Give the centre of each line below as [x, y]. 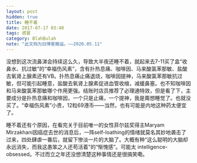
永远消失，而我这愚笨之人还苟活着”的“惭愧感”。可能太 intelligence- [87, 147]
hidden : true [22, 17]
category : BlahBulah [31, 39]
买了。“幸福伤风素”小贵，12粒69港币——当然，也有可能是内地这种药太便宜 [96, 105]
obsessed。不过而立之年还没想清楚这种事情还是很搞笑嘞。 [77, 154]
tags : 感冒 [18, 33]
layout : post [22, 11]
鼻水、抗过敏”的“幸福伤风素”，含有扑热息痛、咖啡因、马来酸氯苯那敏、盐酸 [97, 68]
